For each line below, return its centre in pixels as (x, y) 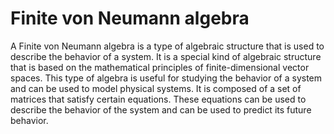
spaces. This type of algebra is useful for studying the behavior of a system (166, 78)
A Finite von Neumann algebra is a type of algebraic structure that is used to (167, 46)
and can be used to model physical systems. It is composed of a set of (156, 88)
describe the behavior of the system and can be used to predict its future (161, 109)
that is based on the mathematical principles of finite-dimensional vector (160, 67)
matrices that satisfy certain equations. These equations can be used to (158, 99)
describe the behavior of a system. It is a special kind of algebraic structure (166, 56)
